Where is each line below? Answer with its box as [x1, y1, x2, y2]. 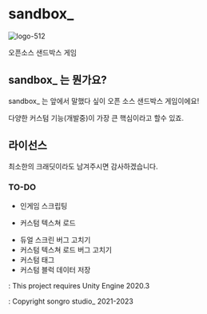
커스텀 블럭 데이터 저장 [19, 264, 91, 274]
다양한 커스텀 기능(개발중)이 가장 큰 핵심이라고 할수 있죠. [8, 113, 184, 122]
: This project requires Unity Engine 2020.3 [8, 280, 150, 290]
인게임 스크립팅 [19, 201, 68, 210]
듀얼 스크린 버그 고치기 [19, 235, 91, 244]
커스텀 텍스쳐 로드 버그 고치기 [19, 244, 112, 254]
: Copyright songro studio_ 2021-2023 [8, 296, 134, 306]
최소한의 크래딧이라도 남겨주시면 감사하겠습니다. [8, 161, 158, 171]
